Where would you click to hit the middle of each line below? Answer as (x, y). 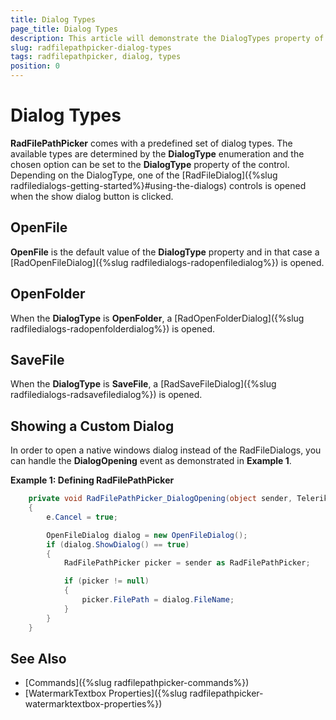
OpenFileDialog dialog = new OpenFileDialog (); (147, 535)
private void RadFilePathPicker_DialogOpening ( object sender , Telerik (178, 499)
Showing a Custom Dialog (92, 426)
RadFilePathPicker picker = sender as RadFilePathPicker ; (187, 563)
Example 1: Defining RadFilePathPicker (92, 480)
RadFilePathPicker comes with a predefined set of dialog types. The (151, 143)
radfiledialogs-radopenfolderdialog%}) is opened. (113, 328)
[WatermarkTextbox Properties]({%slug (106, 693)
